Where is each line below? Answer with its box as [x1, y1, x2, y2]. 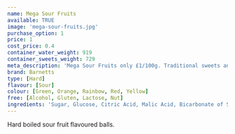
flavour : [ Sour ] [7, 82, 55, 89]
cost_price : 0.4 [7, 43, 55, 50]
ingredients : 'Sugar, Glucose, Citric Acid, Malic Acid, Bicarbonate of [7, 101, 224, 108]
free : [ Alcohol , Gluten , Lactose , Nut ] [7, 95, 124, 102]
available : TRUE [7, 17, 55, 24]
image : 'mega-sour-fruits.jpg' [7, 23, 99, 30]
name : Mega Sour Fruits [7, 10, 77, 17]
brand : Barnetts [7, 68, 55, 75]
